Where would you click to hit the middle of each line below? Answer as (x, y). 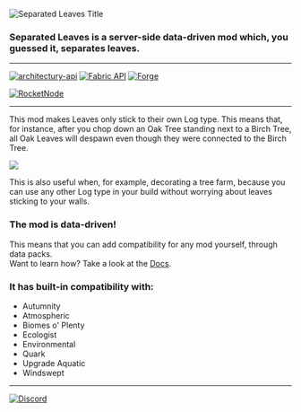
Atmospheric (46, 315)
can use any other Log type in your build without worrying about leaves (141, 192)
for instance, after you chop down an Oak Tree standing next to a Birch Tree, (150, 129)
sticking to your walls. (50, 201)
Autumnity (41, 306)
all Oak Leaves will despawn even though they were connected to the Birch (148, 138)
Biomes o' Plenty (53, 325)
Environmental (49, 344)
